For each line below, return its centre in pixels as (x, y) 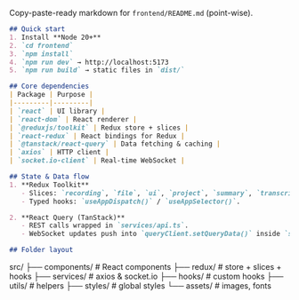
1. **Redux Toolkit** (49, 185)
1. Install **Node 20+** (55, 37)
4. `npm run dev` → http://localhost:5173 (89, 62)
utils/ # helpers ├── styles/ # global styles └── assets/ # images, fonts (140, 286)
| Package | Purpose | (51, 95)
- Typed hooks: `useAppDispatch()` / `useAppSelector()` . (131, 201)
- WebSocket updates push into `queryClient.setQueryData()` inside (150, 234)
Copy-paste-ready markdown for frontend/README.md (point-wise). (131, 13)
